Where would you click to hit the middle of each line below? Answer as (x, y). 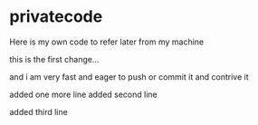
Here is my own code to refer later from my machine (107, 42)
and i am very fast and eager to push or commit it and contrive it (129, 77)
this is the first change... (54, 59)
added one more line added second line (84, 94)
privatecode (56, 17)
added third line (38, 111)
